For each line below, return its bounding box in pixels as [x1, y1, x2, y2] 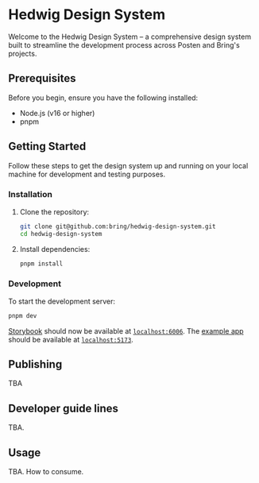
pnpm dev [8, 311, 37, 319]
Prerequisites [8, 71, 76, 85]
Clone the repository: [19, 207, 90, 216]
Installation [8, 189, 53, 200]
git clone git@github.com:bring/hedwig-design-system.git [19, 222, 216, 230]
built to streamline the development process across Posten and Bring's [8, 40, 240, 49]
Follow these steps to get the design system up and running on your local [8, 160, 249, 170]
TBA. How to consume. [8, 467, 84, 477]
